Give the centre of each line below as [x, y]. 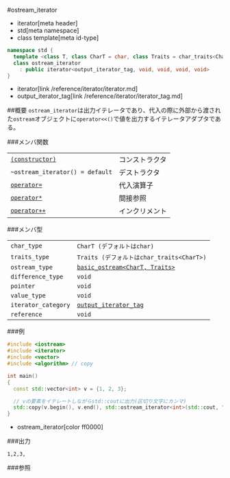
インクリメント [143, 211]
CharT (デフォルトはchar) [115, 247]
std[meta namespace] [48, 31]
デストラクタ [139, 173]
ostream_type [32, 267]
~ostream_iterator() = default [62, 172]
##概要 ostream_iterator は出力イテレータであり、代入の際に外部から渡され [114, 110]
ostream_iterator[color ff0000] [60, 427]
